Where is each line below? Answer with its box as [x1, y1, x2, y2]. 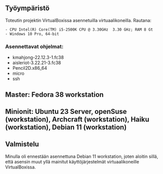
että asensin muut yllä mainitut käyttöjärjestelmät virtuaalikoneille [5, 158, 139, 164]
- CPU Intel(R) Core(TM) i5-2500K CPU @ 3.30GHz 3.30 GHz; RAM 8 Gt [5, 27, 153, 32]
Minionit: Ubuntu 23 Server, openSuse [5, 107, 127, 116]
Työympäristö [5, 4, 50, 13]
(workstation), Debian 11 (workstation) [5, 123, 127, 131]
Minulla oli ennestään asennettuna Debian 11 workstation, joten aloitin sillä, [5, 153, 158, 159]
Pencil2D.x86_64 [12, 65, 47, 71]
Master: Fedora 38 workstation [5, 90, 104, 99]
